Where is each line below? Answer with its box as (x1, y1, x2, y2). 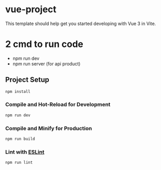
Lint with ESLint (5, 148, 45, 155)
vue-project (5, 4, 57, 15)
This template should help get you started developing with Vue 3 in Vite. (5, 20, 156, 27)
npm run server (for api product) (12, 60, 81, 67)
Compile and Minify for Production (5, 125, 92, 132)
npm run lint (5, 160, 33, 165)
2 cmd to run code (5, 38, 84, 50)
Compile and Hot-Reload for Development (5, 101, 111, 108)
